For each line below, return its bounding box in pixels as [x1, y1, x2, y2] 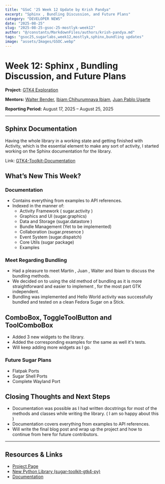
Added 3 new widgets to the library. [12, 334, 85, 340]
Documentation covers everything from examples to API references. [12, 421, 150, 427]
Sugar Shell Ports [12, 373, 48, 379]
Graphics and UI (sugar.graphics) [19, 213, 87, 219]
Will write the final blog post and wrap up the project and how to [12, 426, 142, 432]
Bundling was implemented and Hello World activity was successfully [12, 294, 153, 300]
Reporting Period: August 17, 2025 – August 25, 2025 [5, 106, 114, 112]
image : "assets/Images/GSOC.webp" [5, 39, 76, 44]
